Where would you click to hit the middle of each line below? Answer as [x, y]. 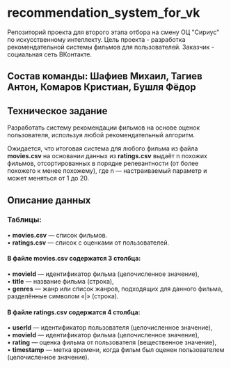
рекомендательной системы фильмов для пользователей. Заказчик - [111, 47]
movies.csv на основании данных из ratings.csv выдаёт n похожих [107, 156]
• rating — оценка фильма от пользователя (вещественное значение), [112, 342]
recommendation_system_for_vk [104, 13]
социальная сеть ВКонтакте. [50, 54]
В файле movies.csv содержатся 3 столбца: [74, 259]
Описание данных [49, 200]
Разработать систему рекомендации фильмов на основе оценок [104, 128]
